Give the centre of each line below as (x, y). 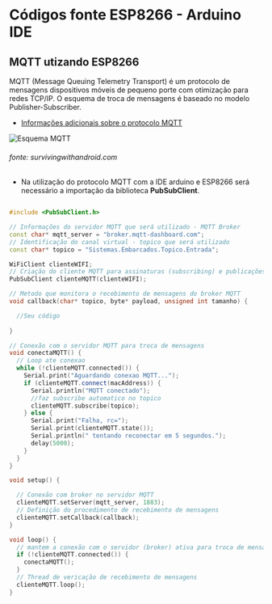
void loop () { (33, 539)
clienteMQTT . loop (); (51, 585)
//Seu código (38, 316)
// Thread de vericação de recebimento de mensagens (107, 577)
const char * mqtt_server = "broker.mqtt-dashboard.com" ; (107, 234)
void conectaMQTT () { (46, 353)
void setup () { (35, 480)
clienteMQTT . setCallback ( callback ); (78, 517)
